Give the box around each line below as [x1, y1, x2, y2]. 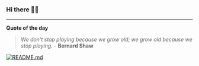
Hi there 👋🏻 [6, 5, 39, 14]
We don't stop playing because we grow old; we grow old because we [20, 36, 192, 43]
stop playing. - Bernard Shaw [20, 42, 94, 49]
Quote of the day [6, 24, 49, 32]
